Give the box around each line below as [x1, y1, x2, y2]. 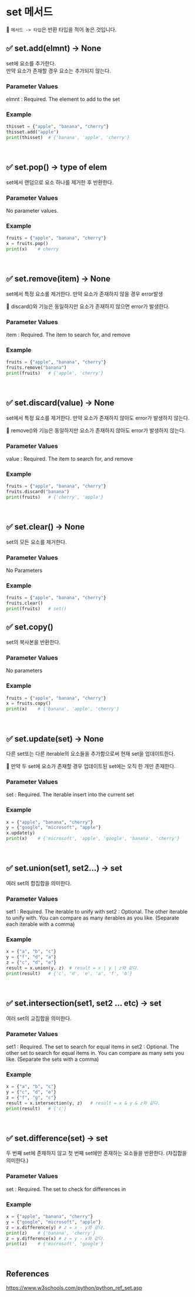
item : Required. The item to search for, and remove [6, 331, 130, 339]
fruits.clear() [6, 600, 43, 607]
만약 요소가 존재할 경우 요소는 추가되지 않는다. [6, 67, 112, 74]
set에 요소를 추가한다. [6, 59, 56, 67]
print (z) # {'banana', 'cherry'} [6, 1230, 96, 1236]
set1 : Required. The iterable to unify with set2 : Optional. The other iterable [6, 908, 188, 915]
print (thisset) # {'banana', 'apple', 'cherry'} [6, 135, 130, 141]
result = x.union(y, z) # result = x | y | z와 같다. [6, 965, 140, 971]
